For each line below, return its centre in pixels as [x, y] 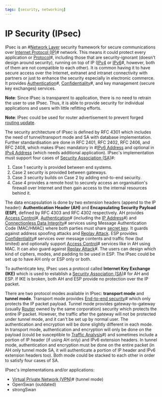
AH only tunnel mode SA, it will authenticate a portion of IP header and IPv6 [80, 350]
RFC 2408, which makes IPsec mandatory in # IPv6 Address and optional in [80, 147]
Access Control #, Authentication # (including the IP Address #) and [71, 218]
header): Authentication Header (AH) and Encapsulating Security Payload [81, 207]
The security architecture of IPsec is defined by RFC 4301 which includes [78, 132]
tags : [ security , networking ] [36, 9]
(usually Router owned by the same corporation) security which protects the [81, 309]
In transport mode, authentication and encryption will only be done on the [78, 329]
